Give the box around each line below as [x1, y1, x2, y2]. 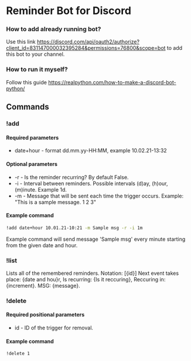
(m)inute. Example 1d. [14, 186, 67, 193]
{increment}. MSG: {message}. [6, 282, 80, 289]
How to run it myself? [6, 66, 69, 74]
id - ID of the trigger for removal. [14, 324, 94, 331]
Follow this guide [6, 79, 47, 86]
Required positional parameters [6, 311, 85, 318]
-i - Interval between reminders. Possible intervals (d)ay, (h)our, [14, 180, 168, 187]
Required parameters [6, 134, 59, 141]
